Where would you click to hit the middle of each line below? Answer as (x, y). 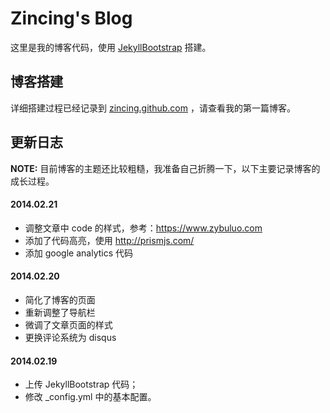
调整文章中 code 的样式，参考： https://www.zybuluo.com (143, 228)
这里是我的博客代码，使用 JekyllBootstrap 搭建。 (111, 47)
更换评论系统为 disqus (70, 337)
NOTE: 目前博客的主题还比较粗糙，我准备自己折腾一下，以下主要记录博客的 (165, 168)
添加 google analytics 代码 (79, 253)
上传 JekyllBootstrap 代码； (81, 384)
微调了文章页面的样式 (68, 324)
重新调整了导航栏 (60, 312)
